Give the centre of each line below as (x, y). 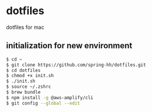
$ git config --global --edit (43, 103)
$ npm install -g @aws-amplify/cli (50, 98)
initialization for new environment (69, 46)
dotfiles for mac (25, 27)
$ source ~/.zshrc (29, 87)
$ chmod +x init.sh (30, 76)
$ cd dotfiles (24, 70)
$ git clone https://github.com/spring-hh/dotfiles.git (76, 65)
